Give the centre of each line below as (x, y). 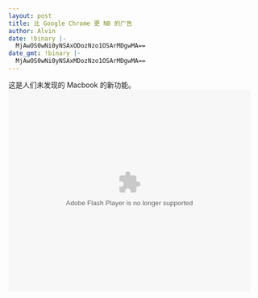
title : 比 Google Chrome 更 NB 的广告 (71, 23)
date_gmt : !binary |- (45, 53)
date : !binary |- (37, 38)
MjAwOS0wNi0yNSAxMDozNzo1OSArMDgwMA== (81, 61)
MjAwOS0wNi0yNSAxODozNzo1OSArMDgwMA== (81, 46)
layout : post (30, 16)
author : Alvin (32, 31)
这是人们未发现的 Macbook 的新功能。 (72, 85)
